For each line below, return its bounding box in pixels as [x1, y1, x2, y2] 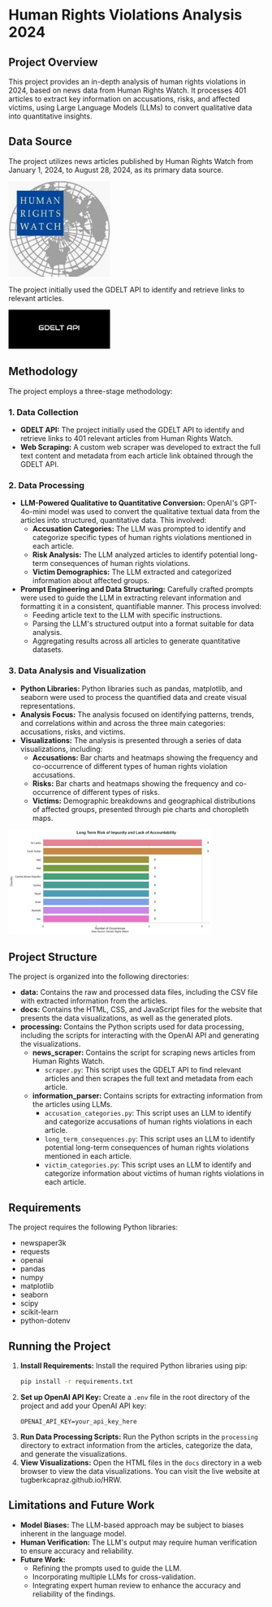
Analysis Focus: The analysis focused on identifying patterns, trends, [19, 709, 254, 719]
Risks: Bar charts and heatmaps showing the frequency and [32, 778, 234, 788]
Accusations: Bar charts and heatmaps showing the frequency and [32, 753, 258, 762]
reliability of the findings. [32, 1589, 116, 1599]
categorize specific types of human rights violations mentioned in [32, 533, 252, 542]
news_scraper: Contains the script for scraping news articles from [32, 1048, 256, 1057]
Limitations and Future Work [8, 1498, 155, 1512]
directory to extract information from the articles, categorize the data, [19, 1440, 253, 1450]
